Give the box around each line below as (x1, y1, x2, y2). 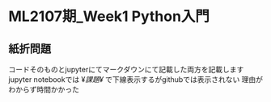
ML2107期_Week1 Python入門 (8, 7, 210, 26)
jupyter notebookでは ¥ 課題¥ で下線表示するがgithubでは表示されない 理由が (8, 75, 264, 84)
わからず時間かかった (8, 85, 79, 94)
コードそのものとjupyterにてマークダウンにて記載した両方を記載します (8, 65, 244, 74)
